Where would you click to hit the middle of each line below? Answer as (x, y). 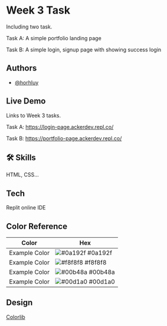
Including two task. (29, 27)
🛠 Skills (21, 157)
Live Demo (26, 101)
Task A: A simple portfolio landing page (54, 38)
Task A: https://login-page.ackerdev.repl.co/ (60, 127)
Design (19, 303)
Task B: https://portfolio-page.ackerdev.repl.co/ (64, 138)
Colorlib (16, 317)
